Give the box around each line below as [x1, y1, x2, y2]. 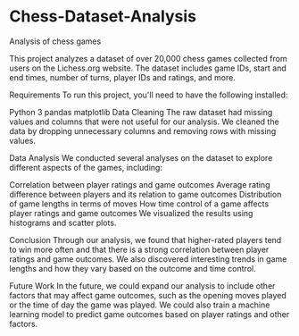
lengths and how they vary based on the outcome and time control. [9, 263, 256, 273]
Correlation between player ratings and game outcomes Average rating [9, 179, 270, 189]
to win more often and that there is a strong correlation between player [9, 244, 270, 255]
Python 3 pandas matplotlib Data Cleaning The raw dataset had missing [9, 106, 273, 117]
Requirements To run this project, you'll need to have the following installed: [9, 89, 288, 100]
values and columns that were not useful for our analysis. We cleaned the [9, 116, 279, 127]
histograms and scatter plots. [9, 217, 117, 228]
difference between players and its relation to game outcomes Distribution [9, 189, 282, 199]
